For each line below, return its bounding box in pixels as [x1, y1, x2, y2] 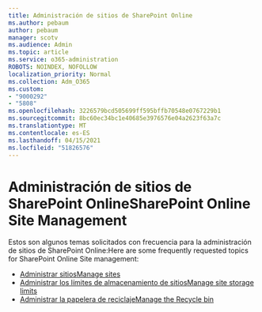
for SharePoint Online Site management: [8, 254, 139, 264]
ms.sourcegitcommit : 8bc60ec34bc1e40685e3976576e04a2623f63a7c [8, 115, 222, 122]
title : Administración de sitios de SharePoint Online [8, 11, 193, 20]
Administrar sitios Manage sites [19, 269, 121, 279]
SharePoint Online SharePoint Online [8, 194, 251, 212]
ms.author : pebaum [8, 19, 69, 27]
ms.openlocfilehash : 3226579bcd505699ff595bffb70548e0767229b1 [8, 107, 222, 115]
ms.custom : [8, 85, 44, 93]
